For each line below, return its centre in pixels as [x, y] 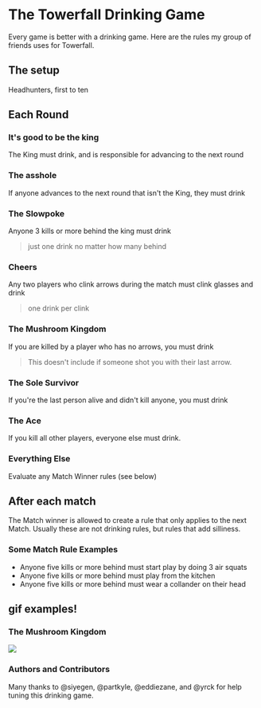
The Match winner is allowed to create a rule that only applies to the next [127, 520]
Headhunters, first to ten [49, 89]
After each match [53, 501]
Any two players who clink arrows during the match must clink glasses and [130, 284]
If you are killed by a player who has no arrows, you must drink [111, 346]
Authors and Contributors [59, 670]
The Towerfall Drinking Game [107, 15]
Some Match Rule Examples [63, 550]
